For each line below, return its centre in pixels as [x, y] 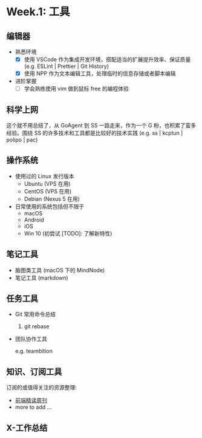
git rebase [37, 326]
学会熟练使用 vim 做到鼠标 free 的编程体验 [76, 89]
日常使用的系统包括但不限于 [50, 206]
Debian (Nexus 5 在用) [52, 199]
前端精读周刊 [31, 400]
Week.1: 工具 [38, 12]
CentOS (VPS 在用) [48, 191]
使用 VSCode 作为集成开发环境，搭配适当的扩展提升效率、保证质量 [107, 59]
